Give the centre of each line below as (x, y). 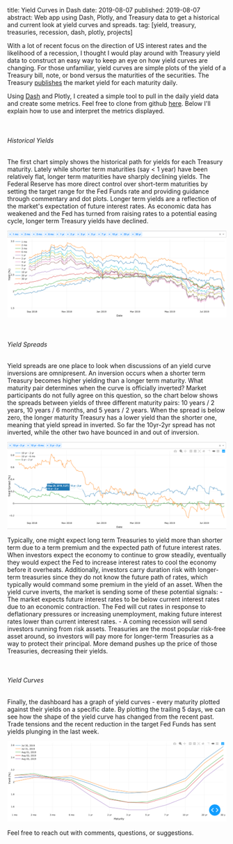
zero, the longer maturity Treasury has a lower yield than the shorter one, (112, 417)
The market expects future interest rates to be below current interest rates (114, 599)
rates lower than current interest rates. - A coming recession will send (107, 621)
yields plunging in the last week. (53, 731)
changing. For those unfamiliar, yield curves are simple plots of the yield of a (116, 68)
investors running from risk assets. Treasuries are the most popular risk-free (116, 628)
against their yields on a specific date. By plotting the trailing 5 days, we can (116, 709)
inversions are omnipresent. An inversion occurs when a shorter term (106, 373)
